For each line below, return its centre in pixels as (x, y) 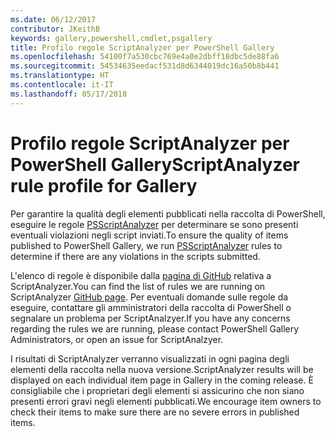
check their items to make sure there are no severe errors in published (155, 412)
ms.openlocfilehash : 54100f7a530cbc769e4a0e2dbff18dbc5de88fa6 (145, 57)
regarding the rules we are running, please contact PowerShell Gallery (155, 328)
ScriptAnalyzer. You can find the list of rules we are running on (138, 286)
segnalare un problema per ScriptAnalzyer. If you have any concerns (150, 318)
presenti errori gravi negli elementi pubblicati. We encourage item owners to (166, 401)
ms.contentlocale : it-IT (62, 85)
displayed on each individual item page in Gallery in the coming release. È (162, 380)
